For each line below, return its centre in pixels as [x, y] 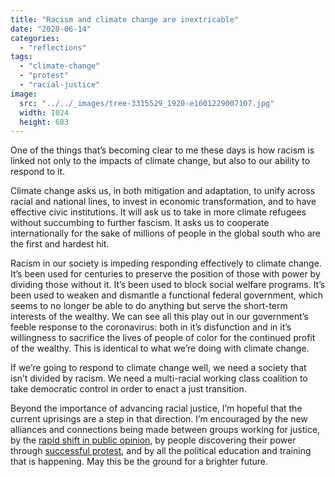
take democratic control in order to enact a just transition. [128, 389]
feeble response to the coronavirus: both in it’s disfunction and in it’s [151, 327]
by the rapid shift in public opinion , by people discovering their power [153, 440]
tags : [21, 57]
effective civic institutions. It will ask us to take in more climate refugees [158, 212]
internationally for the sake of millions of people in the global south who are [165, 233]
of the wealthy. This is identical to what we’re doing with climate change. [160, 348]
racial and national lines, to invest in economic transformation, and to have [163, 202]
